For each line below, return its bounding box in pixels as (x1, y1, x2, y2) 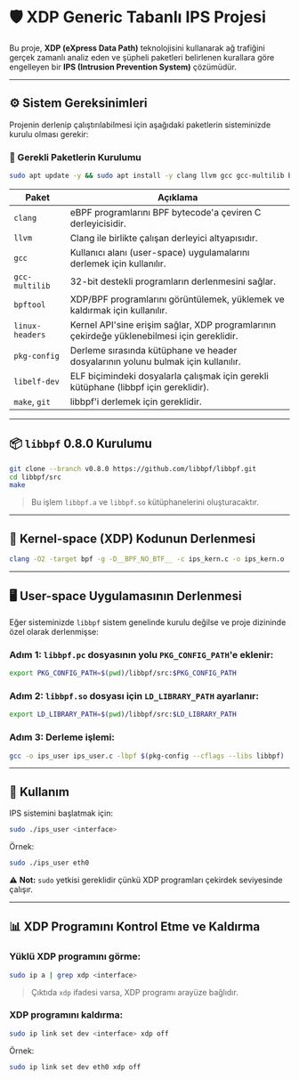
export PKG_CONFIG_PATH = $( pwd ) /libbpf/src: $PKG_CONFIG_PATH (9, 669, 238, 678)
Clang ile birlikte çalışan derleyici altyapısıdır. (69, 231, 258, 244)
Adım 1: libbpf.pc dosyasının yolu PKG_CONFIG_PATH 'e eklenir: (9, 648, 274, 661)
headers (13, 329, 46, 339)
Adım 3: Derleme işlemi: (9, 731, 116, 743)
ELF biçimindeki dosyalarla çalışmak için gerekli (69, 369, 269, 382)
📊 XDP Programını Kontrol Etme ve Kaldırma (9, 919, 261, 935)
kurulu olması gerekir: (9, 128, 89, 139)
